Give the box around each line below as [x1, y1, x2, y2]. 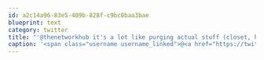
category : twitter [8, 26, 68, 34]
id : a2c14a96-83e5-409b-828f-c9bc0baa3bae [8, 11, 149, 19]
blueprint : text [8, 19, 61, 26]
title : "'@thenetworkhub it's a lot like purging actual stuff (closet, [8, 33, 251, 41]
